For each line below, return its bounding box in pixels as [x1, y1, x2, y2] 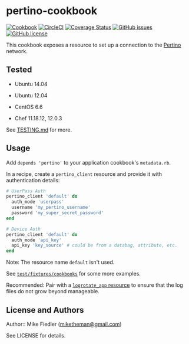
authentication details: [6, 176, 60, 184]
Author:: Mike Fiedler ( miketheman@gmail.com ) [6, 320, 122, 327]
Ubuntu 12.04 [14, 91, 48, 99]
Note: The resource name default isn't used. [6, 258, 115, 266]
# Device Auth [6, 226, 41, 232]
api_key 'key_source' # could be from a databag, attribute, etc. [11, 243, 178, 248]
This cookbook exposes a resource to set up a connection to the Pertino [6, 41, 181, 48]
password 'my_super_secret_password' [11, 210, 104, 216]
